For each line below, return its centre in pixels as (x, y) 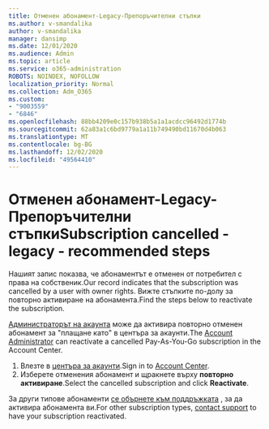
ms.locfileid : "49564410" (52, 159)
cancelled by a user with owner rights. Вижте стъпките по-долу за (121, 291)
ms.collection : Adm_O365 (50, 91)
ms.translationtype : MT (49, 136)
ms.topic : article (39, 62)
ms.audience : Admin (41, 54)
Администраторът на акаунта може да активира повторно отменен (126, 324)
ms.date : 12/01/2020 (43, 46)
